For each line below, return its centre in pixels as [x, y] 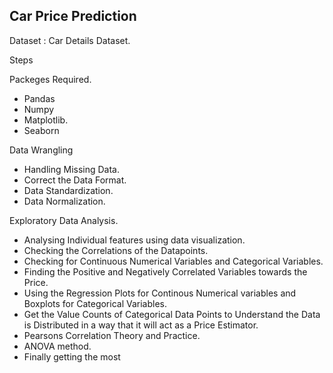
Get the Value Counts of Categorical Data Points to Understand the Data [172, 314]
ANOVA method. [57, 346]
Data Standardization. [68, 190]
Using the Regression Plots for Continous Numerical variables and [160, 293]
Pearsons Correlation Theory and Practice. [112, 335]
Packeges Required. [50, 79]
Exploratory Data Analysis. [64, 220]
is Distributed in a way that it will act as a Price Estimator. [141, 325]
